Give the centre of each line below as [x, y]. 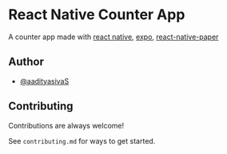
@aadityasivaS [44, 81]
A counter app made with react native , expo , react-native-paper [113, 37]
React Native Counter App [97, 15]
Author [26, 62]
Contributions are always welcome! [66, 125]
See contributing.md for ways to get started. [82, 140]
